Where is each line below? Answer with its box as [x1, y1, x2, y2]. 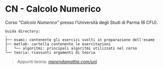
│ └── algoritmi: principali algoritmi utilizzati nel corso [5, 46, 137, 51]
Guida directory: [5, 29, 41, 34]
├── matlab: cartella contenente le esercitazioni [5, 41, 111, 47]
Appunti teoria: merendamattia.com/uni [17, 58, 97, 64]
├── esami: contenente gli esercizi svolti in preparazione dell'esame [5, 37, 155, 42]
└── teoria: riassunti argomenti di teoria [5, 50, 96, 55]
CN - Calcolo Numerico [5, 3, 101, 15]
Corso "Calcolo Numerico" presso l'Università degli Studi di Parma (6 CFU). [5, 19, 158, 25]
